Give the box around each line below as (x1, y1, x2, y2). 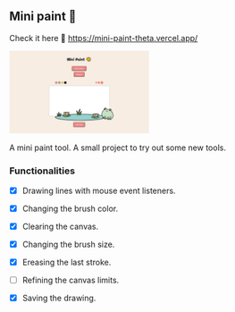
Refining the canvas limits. (21, 274, 120, 285)
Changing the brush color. (21, 203, 119, 214)
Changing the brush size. (21, 239, 115, 249)
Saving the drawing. (21, 292, 97, 303)
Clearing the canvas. (21, 221, 99, 232)
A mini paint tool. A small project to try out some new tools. (9, 142, 226, 153)
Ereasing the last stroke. (21, 257, 112, 267)
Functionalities (9, 164, 76, 177)
